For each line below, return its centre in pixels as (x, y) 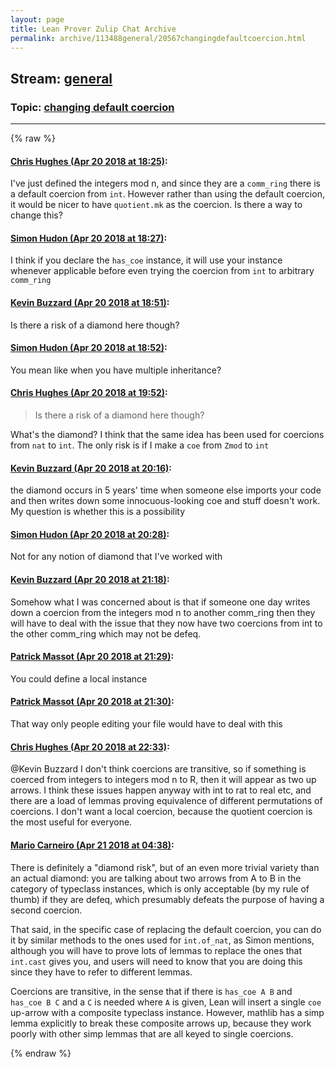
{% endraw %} (41, 1053)
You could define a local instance (79, 678)
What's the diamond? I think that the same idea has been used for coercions (167, 435)
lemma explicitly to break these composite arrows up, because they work (161, 1023)
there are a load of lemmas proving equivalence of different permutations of (166, 801)
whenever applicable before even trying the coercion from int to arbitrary (162, 271)
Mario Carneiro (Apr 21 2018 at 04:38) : (92, 845)
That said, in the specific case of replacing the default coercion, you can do (166, 929)
